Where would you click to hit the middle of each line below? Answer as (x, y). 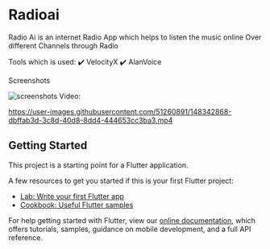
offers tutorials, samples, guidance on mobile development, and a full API (130, 229)
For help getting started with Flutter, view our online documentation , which (132, 220)
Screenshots (29, 80)
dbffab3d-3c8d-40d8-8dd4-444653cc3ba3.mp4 (91, 120)
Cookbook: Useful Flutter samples (77, 205)
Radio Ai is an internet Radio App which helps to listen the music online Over (135, 37)
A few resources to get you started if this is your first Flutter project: (121, 181)
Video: (70, 96)
